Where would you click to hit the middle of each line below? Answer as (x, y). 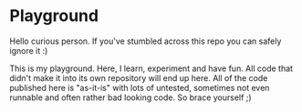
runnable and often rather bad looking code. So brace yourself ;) (131, 97)
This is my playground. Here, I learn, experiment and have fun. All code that (151, 68)
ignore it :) (29, 50)
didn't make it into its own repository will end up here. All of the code (139, 77)
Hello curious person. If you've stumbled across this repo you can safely (146, 41)
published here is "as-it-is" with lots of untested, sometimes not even (140, 87)
